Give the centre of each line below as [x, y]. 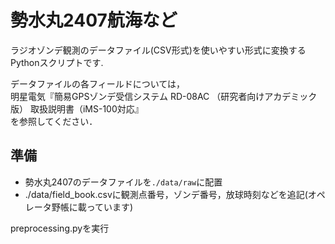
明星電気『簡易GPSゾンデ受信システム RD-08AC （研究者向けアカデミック [164, 96]
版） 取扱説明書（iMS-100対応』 [77, 108]
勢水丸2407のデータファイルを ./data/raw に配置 [123, 182]
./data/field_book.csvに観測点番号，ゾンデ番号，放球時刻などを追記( [166, 194]
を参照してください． [54, 121]
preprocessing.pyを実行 [60, 228]
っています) [110, 207]
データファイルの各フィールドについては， [98, 83]
